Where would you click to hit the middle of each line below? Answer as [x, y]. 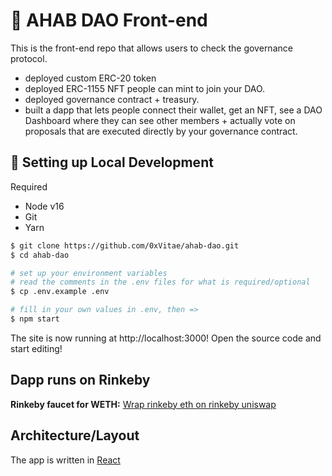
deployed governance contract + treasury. [112, 99]
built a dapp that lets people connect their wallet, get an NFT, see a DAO [173, 110]
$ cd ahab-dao [40, 255]
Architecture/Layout [75, 435]
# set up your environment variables [89, 273]
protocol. [29, 58]
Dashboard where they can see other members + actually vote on [160, 120]
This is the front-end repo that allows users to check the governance [151, 48]
